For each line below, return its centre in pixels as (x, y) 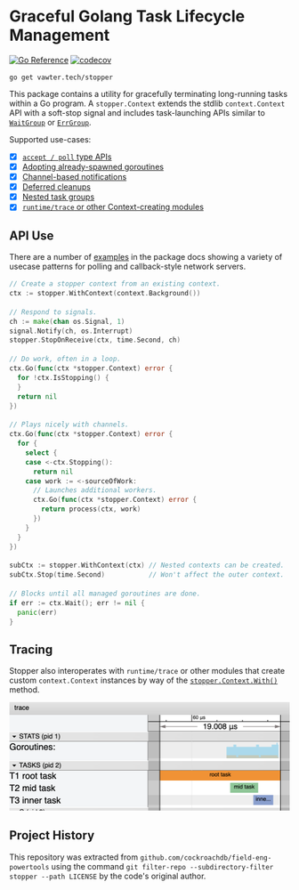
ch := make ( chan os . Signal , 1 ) (67, 321)
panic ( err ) (37, 612)
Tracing (31, 649)
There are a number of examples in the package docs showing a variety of (146, 257)
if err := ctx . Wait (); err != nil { (77, 603)
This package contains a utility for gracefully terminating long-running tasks (148, 93)
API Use (32, 235)
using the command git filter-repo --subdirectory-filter (162, 866)
